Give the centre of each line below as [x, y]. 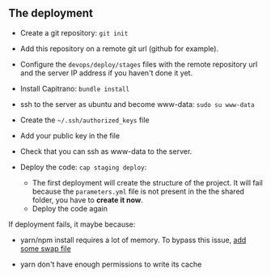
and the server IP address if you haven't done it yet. [106, 73]
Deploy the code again [70, 208]
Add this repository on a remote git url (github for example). [119, 49]
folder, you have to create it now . [88, 200]
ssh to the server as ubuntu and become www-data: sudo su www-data [137, 104]
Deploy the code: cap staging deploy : [83, 167]
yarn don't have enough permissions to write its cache [111, 264]
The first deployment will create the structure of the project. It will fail [147, 182]
